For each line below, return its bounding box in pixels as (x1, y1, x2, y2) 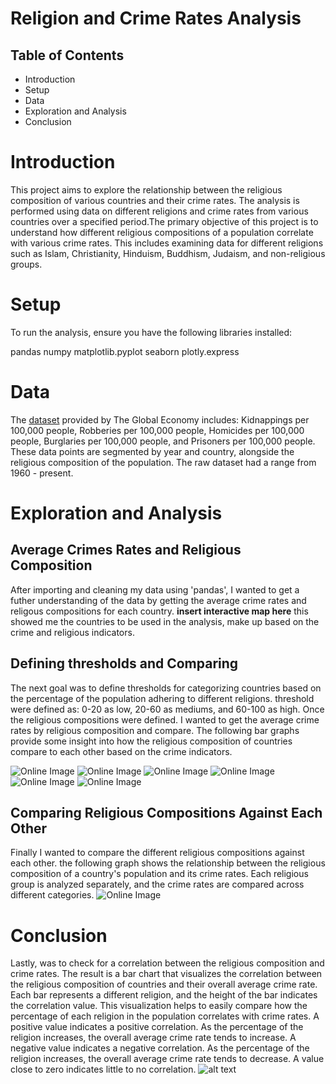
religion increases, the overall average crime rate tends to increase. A (10, 1032, 297, 1044)
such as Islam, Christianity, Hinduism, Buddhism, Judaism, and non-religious (10, 247, 326, 259)
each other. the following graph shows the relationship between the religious (10, 857, 326, 869)
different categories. (10, 889, 95, 901)
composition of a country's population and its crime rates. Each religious (10, 868, 309, 880)
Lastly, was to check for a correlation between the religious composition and (10, 957, 325, 969)
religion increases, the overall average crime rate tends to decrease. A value (10, 1053, 325, 1065)
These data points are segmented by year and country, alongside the (10, 445, 295, 457)
